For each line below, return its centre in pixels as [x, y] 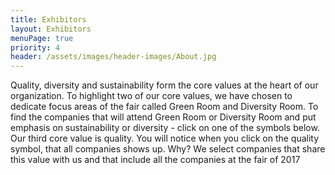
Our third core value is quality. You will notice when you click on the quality [165, 138]
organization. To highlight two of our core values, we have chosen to [151, 96]
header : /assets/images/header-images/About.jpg [113, 57]
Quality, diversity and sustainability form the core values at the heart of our [164, 85]
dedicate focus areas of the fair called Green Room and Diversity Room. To [164, 107]
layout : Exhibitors [51, 29]
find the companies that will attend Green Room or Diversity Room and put [163, 117]
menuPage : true [42, 38]
